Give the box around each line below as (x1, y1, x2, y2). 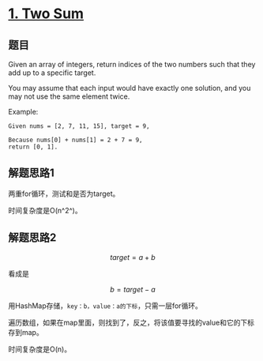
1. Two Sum (8, 5, 85, 23)
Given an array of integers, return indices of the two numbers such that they (8, 60, 256, 69)
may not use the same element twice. (8, 92, 130, 101)
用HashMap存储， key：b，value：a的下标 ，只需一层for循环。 (8, 301, 203, 310)
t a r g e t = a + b (110, 252, 156, 261)
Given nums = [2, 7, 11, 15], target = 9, (8, 122, 150, 130)
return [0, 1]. (8, 143, 58, 151)
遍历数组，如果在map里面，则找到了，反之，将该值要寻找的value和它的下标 (8, 318, 255, 327)
